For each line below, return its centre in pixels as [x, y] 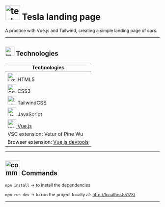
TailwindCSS [32, 103]
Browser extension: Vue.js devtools [48, 142]
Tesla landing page [61, 17]
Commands [39, 173]
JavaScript [30, 114]
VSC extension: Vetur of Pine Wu [45, 134]
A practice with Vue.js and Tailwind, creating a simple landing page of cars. [81, 30]
